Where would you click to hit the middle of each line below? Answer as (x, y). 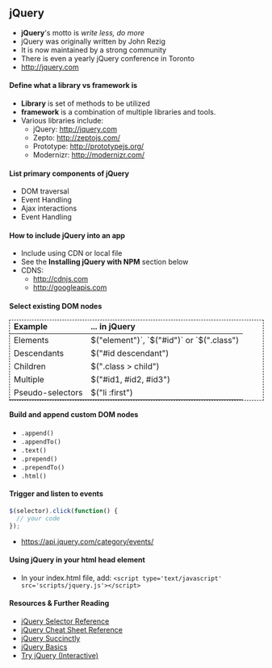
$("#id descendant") (130, 353)
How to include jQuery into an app (67, 235)
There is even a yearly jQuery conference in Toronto (107, 58)
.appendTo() (41, 442)
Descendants (39, 353)
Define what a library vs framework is (73, 86)
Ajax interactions (49, 208)
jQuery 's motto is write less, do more (82, 32)
